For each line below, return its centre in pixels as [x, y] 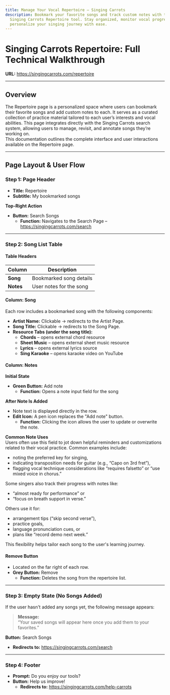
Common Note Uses [27, 437]
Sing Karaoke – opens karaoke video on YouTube [72, 354]
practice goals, [28, 524]
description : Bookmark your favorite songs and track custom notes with [83, 15]
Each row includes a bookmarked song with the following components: [79, 312]
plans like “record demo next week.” [50, 534]
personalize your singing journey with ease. [59, 24]
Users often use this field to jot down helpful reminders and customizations [83, 442]
